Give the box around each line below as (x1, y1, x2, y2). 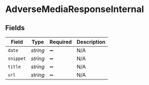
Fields (5, 24, 25, 32)
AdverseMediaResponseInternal (5, 4, 144, 15)
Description (76, 39, 106, 45)
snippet (8, 56, 26, 61)
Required (49, 39, 72, 45)
